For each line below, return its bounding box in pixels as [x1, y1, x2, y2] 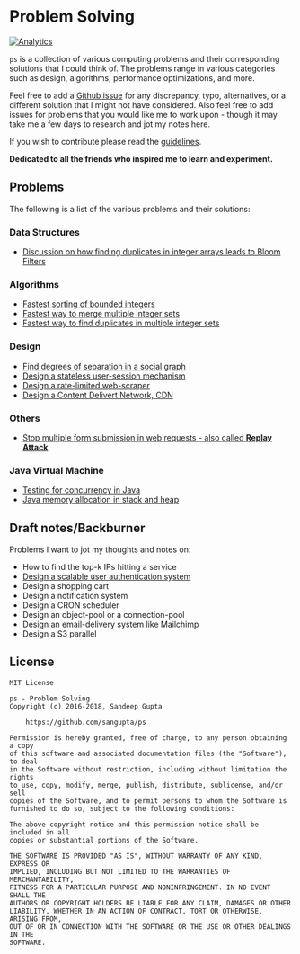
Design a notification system [22, 591, 128, 602]
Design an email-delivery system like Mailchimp [22, 619, 199, 630]
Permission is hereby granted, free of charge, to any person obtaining [9, 733, 287, 743]
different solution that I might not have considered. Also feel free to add [9, 99, 274, 110]
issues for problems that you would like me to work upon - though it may [9, 109, 278, 120]
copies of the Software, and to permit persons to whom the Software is [9, 796, 287, 806]
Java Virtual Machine [9, 464, 105, 477]
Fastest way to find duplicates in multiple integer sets [22, 317, 220, 329]
